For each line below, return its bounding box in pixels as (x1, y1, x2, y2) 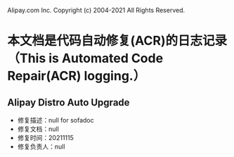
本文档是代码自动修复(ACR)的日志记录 (7, 33, 227, 49)
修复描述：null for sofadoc (17, 116, 95, 124)
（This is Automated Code (7, 51, 164, 66)
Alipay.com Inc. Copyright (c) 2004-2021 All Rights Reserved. (7, 6, 186, 14)
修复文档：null (17, 125, 60, 133)
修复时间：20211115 (17, 134, 74, 142)
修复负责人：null (17, 142, 65, 151)
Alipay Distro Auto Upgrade (7, 96, 130, 108)
